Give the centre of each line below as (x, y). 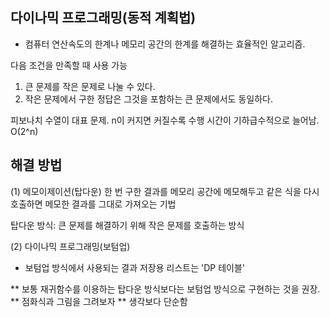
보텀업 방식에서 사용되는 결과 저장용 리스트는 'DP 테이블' (135, 267)
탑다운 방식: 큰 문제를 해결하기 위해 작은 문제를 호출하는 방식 (127, 225)
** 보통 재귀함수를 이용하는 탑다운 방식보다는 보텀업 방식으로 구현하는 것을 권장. (165, 289)
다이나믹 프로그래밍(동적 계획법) (103, 18)
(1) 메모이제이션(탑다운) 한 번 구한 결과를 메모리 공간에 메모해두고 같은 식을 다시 (165, 191)
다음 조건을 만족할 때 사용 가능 (69, 65)
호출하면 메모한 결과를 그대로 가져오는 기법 (93, 204)
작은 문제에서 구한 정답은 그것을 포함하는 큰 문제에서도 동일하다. (148, 99)
